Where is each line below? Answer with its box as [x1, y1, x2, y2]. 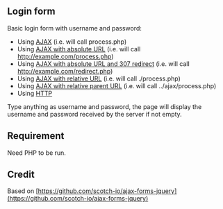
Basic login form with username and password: [7, 24, 142, 32]
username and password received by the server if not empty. [7, 110, 182, 118]
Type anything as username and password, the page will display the [7, 102, 202, 110]
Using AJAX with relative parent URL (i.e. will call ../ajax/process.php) [17, 81, 217, 90]
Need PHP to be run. [7, 149, 66, 157]
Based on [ [7, 187, 38, 195]
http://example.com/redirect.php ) [17, 67, 113, 75]
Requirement [7, 130, 65, 142]
